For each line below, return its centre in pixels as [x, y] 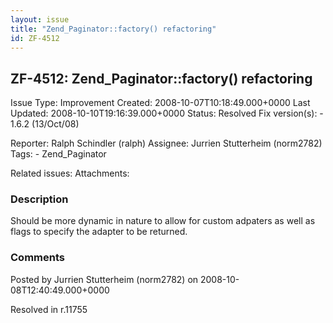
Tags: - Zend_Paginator [58, 154]
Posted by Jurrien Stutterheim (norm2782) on [104, 279]
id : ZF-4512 [35, 38]
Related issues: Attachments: [70, 173]
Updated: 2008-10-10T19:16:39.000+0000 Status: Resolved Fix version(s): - [167, 113]
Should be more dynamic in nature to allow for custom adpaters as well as [163, 221]
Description [39, 199]
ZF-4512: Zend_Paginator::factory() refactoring [161, 78]
